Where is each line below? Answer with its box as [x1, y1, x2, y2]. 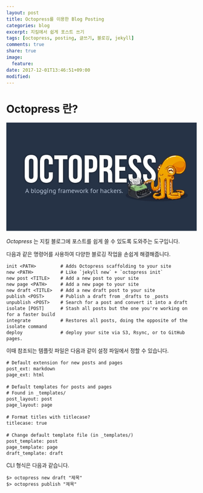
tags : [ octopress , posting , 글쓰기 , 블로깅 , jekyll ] [6, 35, 134, 42]
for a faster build [6, 311, 56, 317]
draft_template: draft [6, 450, 63, 456]
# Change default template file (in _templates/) [6, 432, 134, 438]
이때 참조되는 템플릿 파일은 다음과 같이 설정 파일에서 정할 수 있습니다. [6, 347, 169, 354]
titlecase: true [6, 420, 47, 426]
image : [6, 54, 23, 60]
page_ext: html [6, 372, 45, 378]
